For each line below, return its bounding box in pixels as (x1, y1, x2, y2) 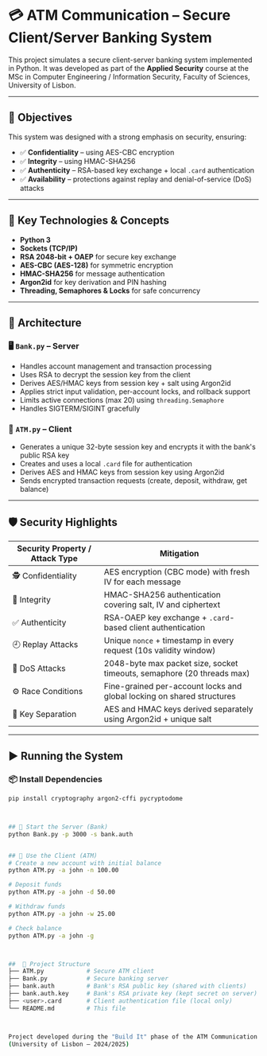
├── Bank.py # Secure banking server (8, 975, 169, 983)
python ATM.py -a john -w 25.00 (8, 910, 115, 918)
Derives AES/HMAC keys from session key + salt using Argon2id (19, 379, 231, 388)
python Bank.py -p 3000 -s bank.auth (8, 830, 133, 838)
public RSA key (19, 450, 70, 460)
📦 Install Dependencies (8, 773, 103, 785)
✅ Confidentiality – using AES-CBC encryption (19, 147, 175, 157)
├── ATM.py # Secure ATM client (8, 968, 155, 976)
